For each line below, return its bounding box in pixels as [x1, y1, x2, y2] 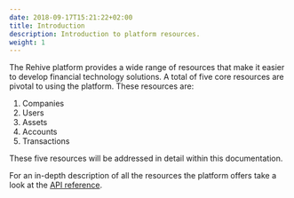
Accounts [21, 126, 58, 138]
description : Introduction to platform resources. [9, 29, 201, 38]
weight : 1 [9, 37, 46, 47]
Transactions [21, 136, 70, 147]
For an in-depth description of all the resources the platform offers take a [9, 170, 277, 181]
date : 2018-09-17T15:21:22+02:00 [9, 12, 133, 22]
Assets [21, 117, 48, 128]
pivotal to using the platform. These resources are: [9, 81, 195, 91]
